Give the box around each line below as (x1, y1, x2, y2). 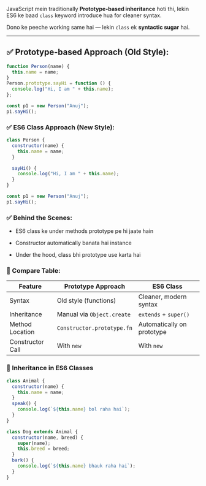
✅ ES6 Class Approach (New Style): (6, 123, 115, 131)
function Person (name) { (6, 63, 70, 69)
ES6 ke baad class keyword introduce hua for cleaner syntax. (6, 12, 162, 19)
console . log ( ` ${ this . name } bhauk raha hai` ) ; (17, 463, 136, 469)
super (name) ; (17, 440, 51, 446)
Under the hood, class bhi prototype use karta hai (15, 251, 141, 259)
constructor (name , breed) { (12, 435, 84, 441)
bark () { (12, 457, 34, 463)
